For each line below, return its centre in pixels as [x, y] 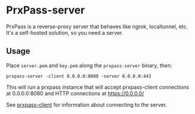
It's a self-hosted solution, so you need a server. [65, 32]
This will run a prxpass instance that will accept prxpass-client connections [98, 87]
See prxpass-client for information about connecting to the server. [87, 105]
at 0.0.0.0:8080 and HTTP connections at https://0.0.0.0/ [75, 93]
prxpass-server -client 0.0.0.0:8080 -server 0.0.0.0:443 [79, 76]
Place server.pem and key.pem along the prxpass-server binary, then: [89, 65]
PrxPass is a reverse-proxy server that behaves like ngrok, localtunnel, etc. [97, 26]
